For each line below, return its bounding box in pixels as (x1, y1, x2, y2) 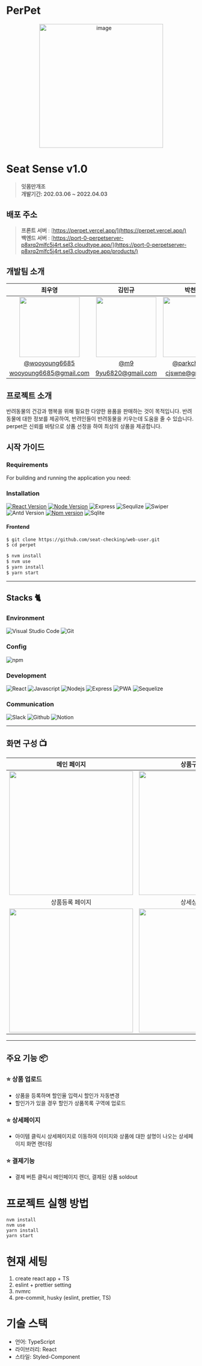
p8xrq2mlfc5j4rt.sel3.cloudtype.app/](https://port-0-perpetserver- (20, 241, 187, 248)
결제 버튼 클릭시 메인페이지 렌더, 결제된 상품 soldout (14, 1173, 138, 1180)
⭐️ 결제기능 (6, 1157, 35, 1165)
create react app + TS (14, 1275, 70, 1282)
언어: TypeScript (14, 1338, 55, 1346)
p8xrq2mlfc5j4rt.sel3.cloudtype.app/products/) (20, 248, 138, 255)
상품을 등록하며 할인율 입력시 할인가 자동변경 (14, 1091, 120, 1099)
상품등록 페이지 (50, 898, 92, 906)
